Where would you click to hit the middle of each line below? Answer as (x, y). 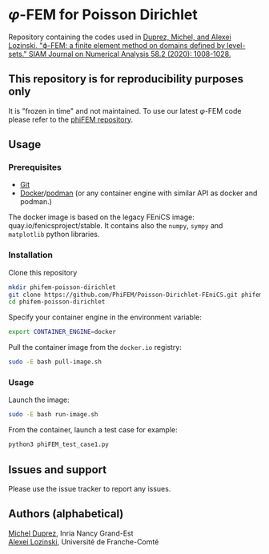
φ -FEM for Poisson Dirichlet (103, 15)
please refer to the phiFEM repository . (71, 119)
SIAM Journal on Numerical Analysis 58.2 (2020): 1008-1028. (130, 54)
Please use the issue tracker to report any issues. (90, 488)
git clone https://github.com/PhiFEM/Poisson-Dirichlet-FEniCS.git (123, 295)
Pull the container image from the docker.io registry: (95, 347)
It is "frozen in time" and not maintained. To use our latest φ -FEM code (125, 110)
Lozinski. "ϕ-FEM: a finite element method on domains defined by (117, 45)
